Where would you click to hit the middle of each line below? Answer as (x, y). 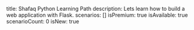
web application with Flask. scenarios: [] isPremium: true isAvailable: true (97, 15)
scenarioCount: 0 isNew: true (43, 21)
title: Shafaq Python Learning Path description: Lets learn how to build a (96, 9)
